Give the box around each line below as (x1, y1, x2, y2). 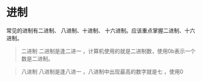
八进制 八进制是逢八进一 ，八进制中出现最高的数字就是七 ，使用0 (21, 68, 184, 75)
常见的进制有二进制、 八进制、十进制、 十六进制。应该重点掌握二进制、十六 (6, 27, 195, 34)
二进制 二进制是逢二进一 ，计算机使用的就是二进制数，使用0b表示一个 (21, 47, 196, 55)
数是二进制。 (21, 55, 53, 62)
